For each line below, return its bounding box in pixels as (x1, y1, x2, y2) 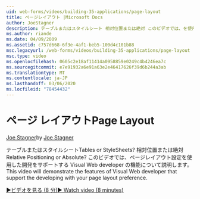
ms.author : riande (6, 31, 52, 37)
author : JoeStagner (6, 20, 55, 26)
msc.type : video (6, 53, 46, 59)
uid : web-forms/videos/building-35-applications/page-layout (6, 8, 161, 15)
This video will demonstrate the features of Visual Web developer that (6, 167, 177, 175)
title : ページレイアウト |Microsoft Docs (6, 14, 103, 20)
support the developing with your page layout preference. (6, 174, 148, 181)
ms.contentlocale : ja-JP (6, 75, 68, 81)
